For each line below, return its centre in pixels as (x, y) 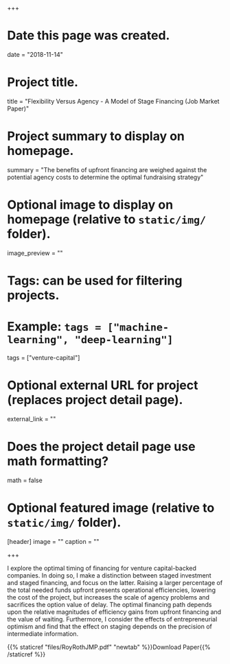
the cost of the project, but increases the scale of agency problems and (108, 597)
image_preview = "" (35, 253)
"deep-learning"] (124, 340)
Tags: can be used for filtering (95, 280)
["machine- (138, 328)
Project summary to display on (96, 136)
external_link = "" (32, 418)
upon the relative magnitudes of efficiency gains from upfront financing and (114, 612)
